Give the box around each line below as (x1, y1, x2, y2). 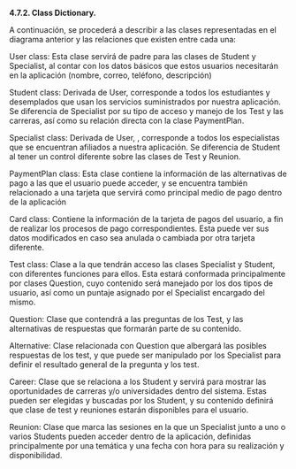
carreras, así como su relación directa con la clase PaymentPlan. (9, 115, 245, 126)
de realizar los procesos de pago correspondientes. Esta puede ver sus (9, 223, 269, 234)
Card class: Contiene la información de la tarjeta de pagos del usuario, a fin (9, 214, 284, 224)
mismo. (9, 296, 36, 307)
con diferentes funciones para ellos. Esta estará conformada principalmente (9, 269, 286, 279)
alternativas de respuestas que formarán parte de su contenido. (9, 323, 242, 334)
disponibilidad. (9, 450, 63, 460)
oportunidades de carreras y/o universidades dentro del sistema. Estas (9, 386, 267, 396)
